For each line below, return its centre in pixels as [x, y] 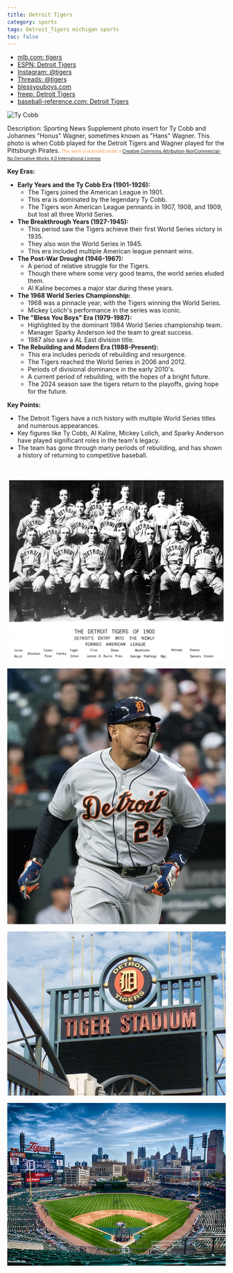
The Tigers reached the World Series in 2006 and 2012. [107, 362]
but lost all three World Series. [71, 215]
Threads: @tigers [42, 79]
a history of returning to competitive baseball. [82, 456]
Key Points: [24, 405]
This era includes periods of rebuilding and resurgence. [107, 355]
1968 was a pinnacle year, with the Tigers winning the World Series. [124, 303]
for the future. [48, 392]
